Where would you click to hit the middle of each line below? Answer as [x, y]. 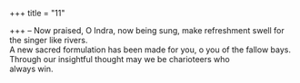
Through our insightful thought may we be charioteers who [120, 59]
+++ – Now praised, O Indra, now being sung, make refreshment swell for [147, 30]
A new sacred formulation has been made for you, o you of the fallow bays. [150, 50]
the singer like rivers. [49, 40]
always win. [31, 69]
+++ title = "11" [37, 13]
